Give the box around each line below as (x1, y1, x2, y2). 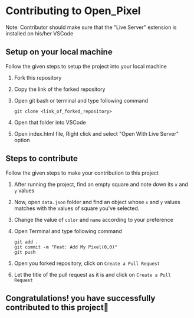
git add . (14, 239, 39, 245)
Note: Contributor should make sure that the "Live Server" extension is (5, 24, 177, 31)
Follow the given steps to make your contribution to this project (5, 169, 159, 176)
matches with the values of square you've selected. (14, 205, 140, 212)
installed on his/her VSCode (5, 29, 74, 37)
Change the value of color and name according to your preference (14, 216, 173, 223)
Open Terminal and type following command (14, 227, 122, 234)
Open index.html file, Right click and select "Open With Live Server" (14, 130, 179, 137)
